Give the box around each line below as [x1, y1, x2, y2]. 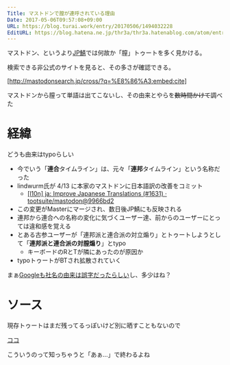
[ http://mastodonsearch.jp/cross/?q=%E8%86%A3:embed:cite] [7, 77, 187, 86]
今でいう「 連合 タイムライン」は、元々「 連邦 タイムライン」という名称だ [16, 165, 220, 173]
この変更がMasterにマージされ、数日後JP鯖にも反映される [16, 205, 183, 213]
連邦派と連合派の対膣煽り [29, 239, 101, 247]
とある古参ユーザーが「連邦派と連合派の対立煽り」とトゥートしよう [16, 231, 209, 239]
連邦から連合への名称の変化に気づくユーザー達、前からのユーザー [16, 214, 203, 222]
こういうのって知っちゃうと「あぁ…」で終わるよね [7, 351, 151, 359]
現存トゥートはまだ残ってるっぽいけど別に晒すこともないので [7, 321, 181, 329]
